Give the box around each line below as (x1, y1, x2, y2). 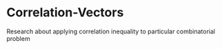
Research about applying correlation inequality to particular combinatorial (6, 27, 215, 35)
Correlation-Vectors (6, 5, 124, 20)
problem (6, 34, 30, 42)
